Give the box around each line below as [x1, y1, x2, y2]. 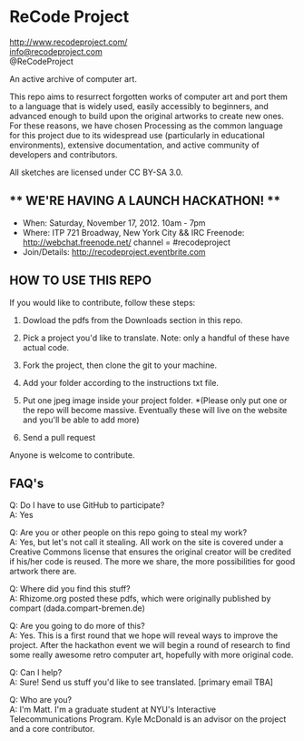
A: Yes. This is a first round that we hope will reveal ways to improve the [9, 630, 279, 641]
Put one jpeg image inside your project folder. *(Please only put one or [22, 394, 288, 406]
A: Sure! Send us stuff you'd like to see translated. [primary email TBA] [9, 676, 274, 688]
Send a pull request [22, 431, 96, 442]
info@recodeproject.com [9, 46, 103, 56]
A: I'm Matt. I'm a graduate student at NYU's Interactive [9, 704, 216, 716]
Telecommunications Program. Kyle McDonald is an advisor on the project [9, 714, 287, 725]
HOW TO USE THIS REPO [9, 273, 152, 289]
